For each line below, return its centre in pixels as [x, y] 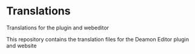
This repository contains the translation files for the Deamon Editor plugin [98, 39]
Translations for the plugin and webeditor [58, 28]
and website [21, 46]
